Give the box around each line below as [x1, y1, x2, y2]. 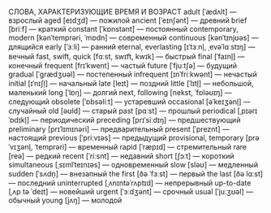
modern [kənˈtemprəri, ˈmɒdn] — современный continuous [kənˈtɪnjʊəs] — [8, 33, 260, 42]
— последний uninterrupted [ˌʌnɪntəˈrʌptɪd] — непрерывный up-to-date [8, 178, 252, 188]
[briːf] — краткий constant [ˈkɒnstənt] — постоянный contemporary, [8, 24, 239, 33]
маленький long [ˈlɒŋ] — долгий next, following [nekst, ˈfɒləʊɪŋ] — [8, 88, 233, 97]
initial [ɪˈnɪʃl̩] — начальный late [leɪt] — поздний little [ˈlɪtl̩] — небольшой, [8, 79, 254, 88]
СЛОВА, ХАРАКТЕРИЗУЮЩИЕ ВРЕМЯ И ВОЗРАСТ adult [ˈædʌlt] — [8, 7, 237, 16]
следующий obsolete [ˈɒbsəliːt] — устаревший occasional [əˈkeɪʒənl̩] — [8, 97, 251, 106]
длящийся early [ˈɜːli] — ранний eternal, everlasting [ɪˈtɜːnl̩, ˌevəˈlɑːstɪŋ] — [8, 42, 256, 51]
